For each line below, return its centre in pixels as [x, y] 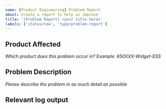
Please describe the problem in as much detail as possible [66, 84]
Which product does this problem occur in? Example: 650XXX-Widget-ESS [83, 56]
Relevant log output [37, 100]
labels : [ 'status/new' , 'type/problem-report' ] [56, 24]
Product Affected [33, 44]
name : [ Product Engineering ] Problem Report [53, 10]
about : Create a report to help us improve [52, 15]
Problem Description [38, 72]
